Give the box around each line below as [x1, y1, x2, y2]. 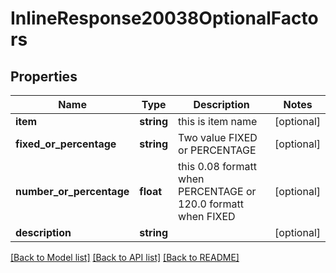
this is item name [178, 115, 258, 128]
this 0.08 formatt [178, 160, 257, 173]
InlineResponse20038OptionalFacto [10, 7, 319, 30]
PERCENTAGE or [178, 185, 257, 198]
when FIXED [178, 210, 236, 223]
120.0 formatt [178, 197, 244, 211]
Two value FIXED [178, 131, 258, 144]
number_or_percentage [15, 185, 130, 198]
